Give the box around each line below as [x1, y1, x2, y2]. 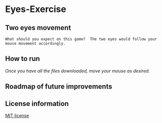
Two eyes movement [5, 23, 71, 32]
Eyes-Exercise [5, 3, 66, 15]
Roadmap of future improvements [5, 82, 112, 91]
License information [5, 99, 69, 108]
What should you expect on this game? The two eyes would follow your [5, 36, 157, 41]
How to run [5, 54, 40, 63]
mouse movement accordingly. [5, 41, 66, 46]
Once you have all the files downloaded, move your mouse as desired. [5, 67, 150, 73]
